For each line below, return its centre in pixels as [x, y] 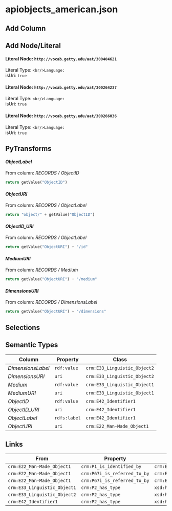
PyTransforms [29, 149]
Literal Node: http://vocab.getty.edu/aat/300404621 [61, 59]
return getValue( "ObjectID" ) [36, 183]
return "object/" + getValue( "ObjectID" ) [50, 215]
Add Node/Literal [33, 45]
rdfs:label [68, 418]
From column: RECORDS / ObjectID [42, 173]
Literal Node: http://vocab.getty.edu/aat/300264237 [61, 87]
